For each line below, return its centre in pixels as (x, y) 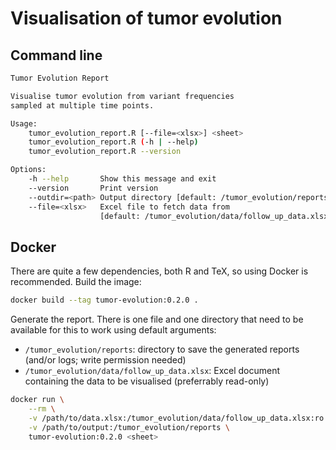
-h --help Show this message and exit (122, 179)
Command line (56, 55)
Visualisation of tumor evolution (146, 18)
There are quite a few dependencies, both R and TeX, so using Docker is (159, 271)
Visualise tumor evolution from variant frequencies (122, 96)
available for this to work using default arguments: (113, 330)
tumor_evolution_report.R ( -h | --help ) (113, 142)
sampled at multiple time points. (82, 105)
